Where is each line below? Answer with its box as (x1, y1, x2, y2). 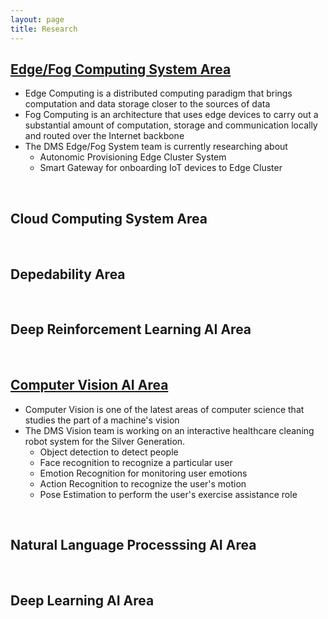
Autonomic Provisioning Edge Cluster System (39, 151, 227, 163)
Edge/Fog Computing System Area (10, 61, 232, 78)
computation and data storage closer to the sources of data (24, 98, 271, 110)
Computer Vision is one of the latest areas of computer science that (24, 403, 305, 415)
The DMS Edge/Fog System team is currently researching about (24, 141, 288, 153)
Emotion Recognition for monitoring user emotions (39, 467, 248, 479)
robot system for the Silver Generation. (24, 435, 186, 447)
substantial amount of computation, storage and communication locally (24, 119, 318, 131)
